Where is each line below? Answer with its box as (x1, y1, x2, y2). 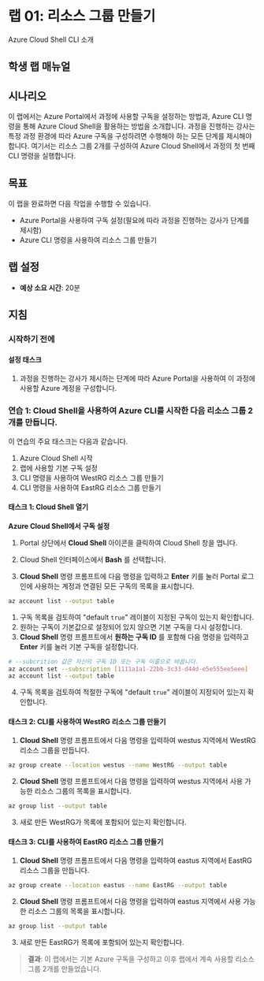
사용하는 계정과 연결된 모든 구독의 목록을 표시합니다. (34, 581, 195, 591)
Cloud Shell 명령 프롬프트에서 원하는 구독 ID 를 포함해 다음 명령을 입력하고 (19, 632, 250, 641)
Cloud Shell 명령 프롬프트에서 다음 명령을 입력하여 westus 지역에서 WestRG (19, 736, 256, 745)
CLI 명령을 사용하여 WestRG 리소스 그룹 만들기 (19, 473, 164, 482)
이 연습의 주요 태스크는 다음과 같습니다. (8, 437, 128, 446)
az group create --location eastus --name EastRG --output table (8, 882, 227, 890)
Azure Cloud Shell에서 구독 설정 (8, 521, 110, 530)
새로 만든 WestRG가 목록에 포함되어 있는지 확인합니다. (19, 817, 187, 827)
